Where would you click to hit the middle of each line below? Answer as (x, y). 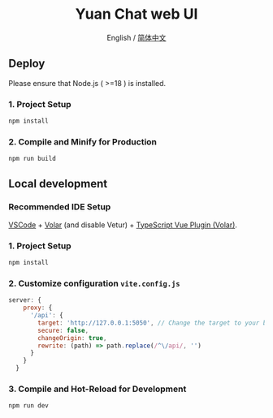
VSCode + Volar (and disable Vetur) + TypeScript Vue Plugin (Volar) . (123, 225)
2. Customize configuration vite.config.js (94, 283)
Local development (58, 184)
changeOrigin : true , (72, 338)
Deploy (27, 64)
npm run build (32, 159)
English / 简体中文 (136, 37)
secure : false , (63, 330)
